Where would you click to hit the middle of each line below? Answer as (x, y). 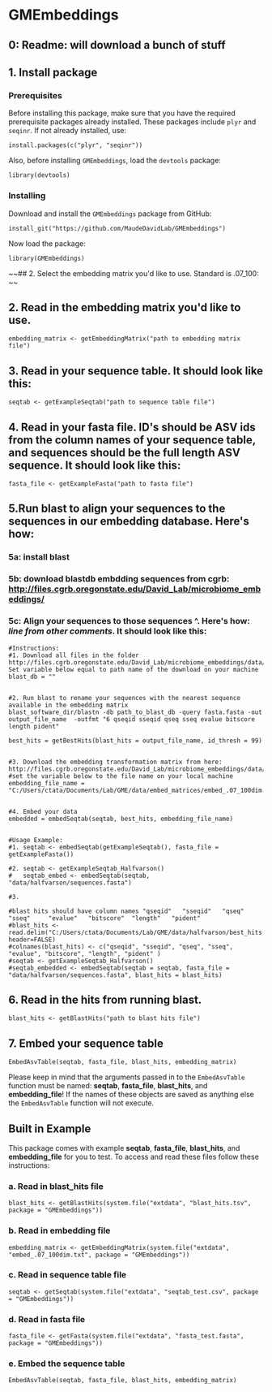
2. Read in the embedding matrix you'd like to (125, 307)
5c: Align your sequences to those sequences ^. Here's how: (130, 621)
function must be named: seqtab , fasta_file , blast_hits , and (108, 1086)
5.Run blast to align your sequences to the (117, 509)
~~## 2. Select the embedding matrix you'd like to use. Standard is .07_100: (134, 273)
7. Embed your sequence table (86, 1043)
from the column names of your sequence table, (132, 440)
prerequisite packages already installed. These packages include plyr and (132, 122)
